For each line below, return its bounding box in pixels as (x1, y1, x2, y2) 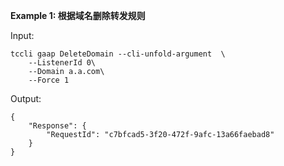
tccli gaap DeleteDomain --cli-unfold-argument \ (10, 49, 226, 59)
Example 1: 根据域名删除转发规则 (10, 10, 146, 21)
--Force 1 (28, 75, 70, 85)
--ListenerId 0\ (28, 58, 97, 68)
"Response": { (28, 121, 87, 131)
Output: (10, 93, 42, 104)
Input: (10, 30, 35, 41)
